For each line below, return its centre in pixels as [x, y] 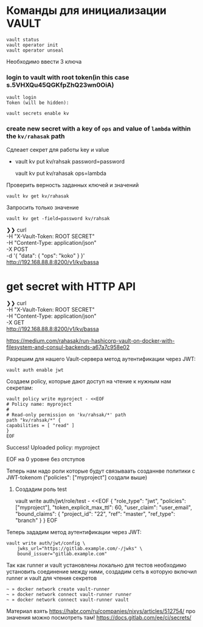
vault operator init [33, 45]
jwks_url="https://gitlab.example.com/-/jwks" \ [80, 549]
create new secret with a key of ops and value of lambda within [99, 129]
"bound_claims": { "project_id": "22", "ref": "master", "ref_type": [95, 514]
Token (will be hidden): [38, 103]
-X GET [15, 323]
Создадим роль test [41, 489]
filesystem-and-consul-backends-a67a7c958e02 [68, 348]
